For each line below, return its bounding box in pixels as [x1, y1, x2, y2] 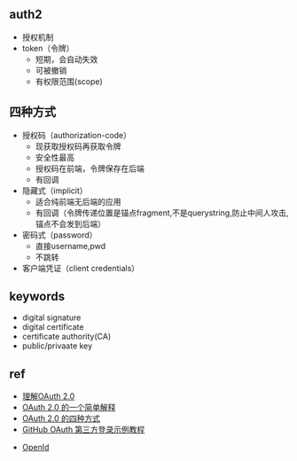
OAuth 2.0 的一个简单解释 [21, 402, 116, 413]
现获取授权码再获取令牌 [35, 141, 121, 152]
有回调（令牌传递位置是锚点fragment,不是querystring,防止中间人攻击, [35, 207, 289, 218]
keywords [9, 289, 65, 304]
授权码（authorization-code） [21, 129, 131, 140]
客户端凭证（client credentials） [21, 262, 140, 273]
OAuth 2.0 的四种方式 [21, 413, 100, 424]
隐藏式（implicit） [21, 185, 88, 196]
